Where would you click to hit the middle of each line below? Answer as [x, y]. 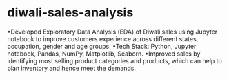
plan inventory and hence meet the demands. [72, 68]
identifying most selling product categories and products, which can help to [114, 60]
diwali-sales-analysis [70, 13]
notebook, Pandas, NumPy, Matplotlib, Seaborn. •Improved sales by [104, 54]
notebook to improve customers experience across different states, [103, 38]
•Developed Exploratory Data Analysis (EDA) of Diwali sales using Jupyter [112, 32]
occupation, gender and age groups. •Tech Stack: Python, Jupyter [102, 46]
